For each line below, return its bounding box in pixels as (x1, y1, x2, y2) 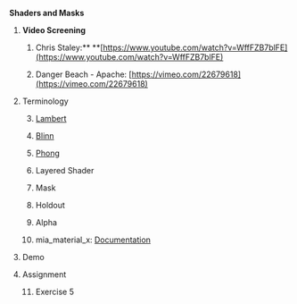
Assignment (21, 269, 67, 280)
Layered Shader (35, 165, 95, 175)
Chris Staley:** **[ (35, 42, 103, 53)
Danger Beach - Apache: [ (35, 69, 132, 80)
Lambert (35, 114, 67, 123)
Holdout (35, 200, 65, 210)
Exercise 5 (35, 286, 74, 297)
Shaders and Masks (9, 8, 85, 18)
